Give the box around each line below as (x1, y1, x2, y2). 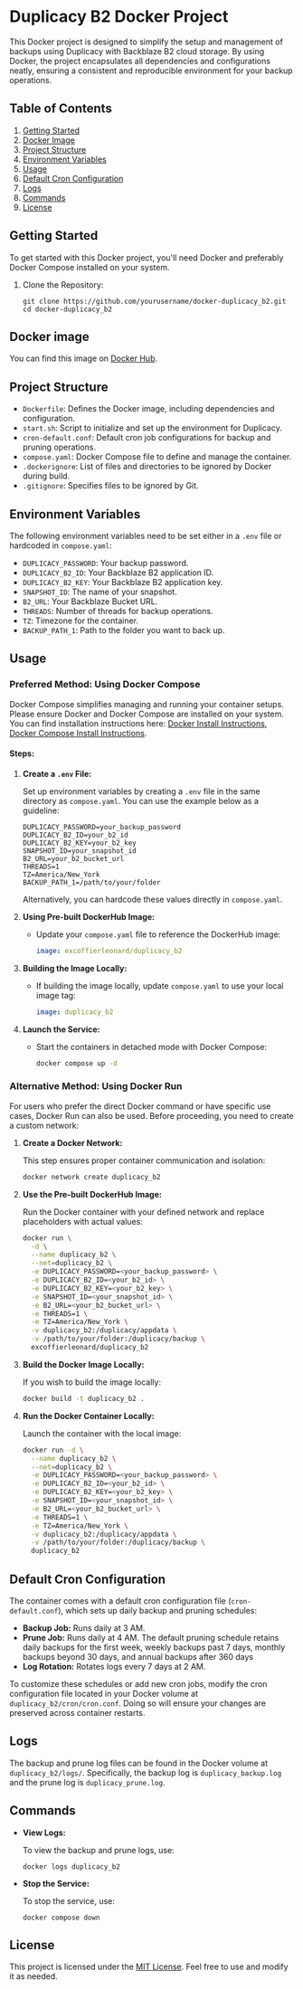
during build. (22, 470, 71, 481)
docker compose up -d (35, 1058, 118, 1068)
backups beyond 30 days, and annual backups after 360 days (22, 1652, 254, 1662)
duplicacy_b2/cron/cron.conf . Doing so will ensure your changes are (9, 1698, 267, 1709)
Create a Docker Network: (22, 1137, 123, 1148)
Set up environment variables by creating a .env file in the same (22, 785, 260, 797)
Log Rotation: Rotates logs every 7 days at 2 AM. (22, 1662, 206, 1672)
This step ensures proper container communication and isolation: (22, 1155, 266, 1166)
